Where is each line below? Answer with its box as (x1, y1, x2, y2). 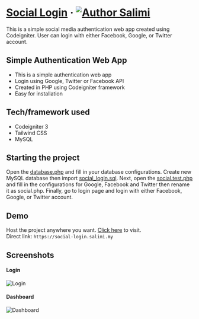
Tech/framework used (6, 107, 90, 117)
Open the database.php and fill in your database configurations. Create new (6, 168, 191, 176)
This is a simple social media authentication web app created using (6, 25, 170, 33)
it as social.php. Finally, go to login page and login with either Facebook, (6, 187, 182, 194)
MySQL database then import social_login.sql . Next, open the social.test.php (6, 175, 193, 182)
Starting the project (6, 152, 80, 162)
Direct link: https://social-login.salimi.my (6, 233, 114, 240)
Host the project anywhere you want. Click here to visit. (6, 227, 142, 234)
